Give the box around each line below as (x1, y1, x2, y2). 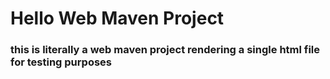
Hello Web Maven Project (10, 7, 225, 30)
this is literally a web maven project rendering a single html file (10, 43, 321, 57)
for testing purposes (10, 55, 112, 69)
